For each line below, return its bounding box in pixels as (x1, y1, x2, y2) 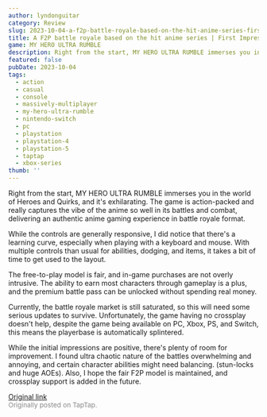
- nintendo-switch (15, 115, 77, 123)
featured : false (8, 56, 62, 64)
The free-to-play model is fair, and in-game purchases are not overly (8, 270, 234, 279)
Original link (8, 392, 48, 401)
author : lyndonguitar (8, 11, 80, 20)
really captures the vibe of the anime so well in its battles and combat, (8, 206, 238, 214)
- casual (15, 85, 44, 94)
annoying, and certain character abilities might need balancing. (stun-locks (8, 360, 254, 369)
